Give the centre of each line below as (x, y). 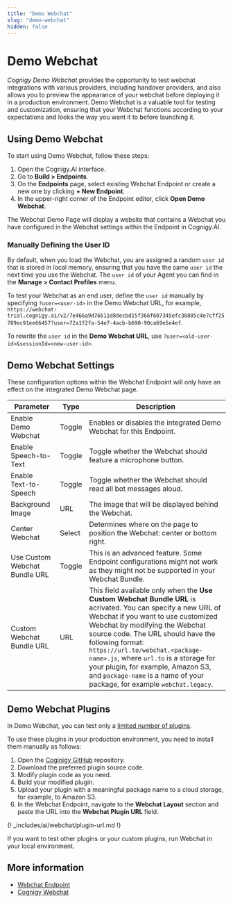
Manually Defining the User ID (59, 245)
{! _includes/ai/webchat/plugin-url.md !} (64, 825)
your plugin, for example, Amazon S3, (150, 667)
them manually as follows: (44, 747)
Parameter (32, 407)
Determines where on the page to (144, 524)
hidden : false (28, 26)
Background (31, 505)
